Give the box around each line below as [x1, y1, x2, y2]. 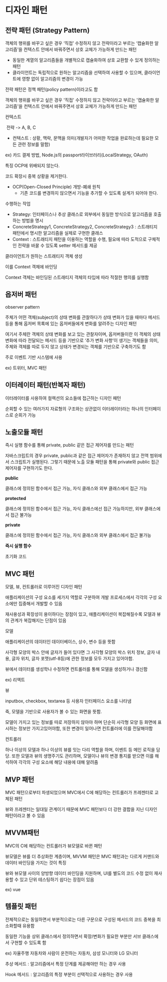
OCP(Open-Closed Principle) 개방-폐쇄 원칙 [12, 184, 101, 190]
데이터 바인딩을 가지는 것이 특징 [5, 860, 67, 866]
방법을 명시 [21, 218, 43, 223]
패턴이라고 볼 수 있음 [5, 813, 45, 819]
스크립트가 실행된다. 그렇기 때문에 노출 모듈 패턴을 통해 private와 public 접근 [10, 459, 160, 465]
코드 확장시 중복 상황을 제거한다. [5, 173, 68, 179]
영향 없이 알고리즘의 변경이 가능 [21, 76, 83, 81]
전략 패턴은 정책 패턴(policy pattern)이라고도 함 [5, 86, 98, 92]
